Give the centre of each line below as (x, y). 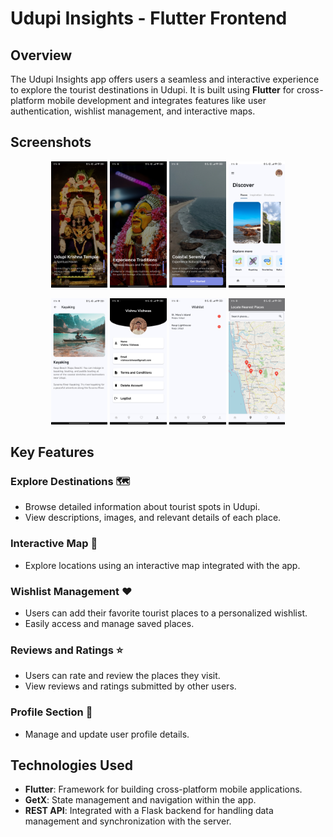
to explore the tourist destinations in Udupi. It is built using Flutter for (152, 90)
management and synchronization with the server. (128, 821)
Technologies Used (71, 765)
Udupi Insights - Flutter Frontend (149, 18)
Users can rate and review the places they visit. (122, 676)
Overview (41, 55)
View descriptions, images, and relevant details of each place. (153, 518)
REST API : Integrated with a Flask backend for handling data (149, 811)
